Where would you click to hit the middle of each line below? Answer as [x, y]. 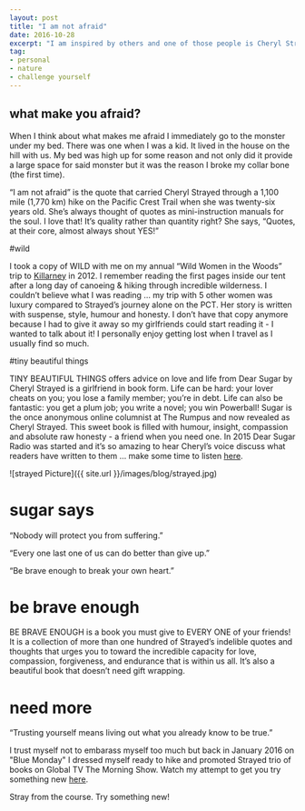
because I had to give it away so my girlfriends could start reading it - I [142, 324]
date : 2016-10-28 [42, 35]
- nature [26, 69]
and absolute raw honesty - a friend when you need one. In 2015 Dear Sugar [152, 436]
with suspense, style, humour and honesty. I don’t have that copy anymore [149, 314]
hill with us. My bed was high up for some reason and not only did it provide [151, 155]
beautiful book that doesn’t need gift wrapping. [98, 671]
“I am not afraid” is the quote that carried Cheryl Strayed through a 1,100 [144, 192]
